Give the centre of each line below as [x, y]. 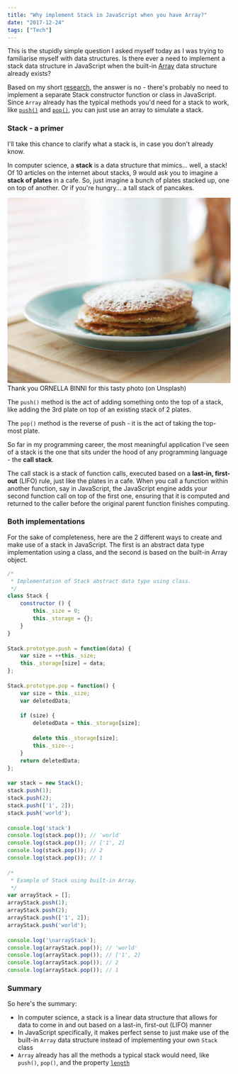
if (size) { [38, 716]
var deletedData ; [46, 701]
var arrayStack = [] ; [39, 895]
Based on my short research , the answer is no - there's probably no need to [118, 87]
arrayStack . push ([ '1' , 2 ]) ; [49, 918]
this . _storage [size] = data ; [63, 663]
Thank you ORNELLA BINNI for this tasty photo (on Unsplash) [97, 388]
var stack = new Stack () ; [45, 783]
